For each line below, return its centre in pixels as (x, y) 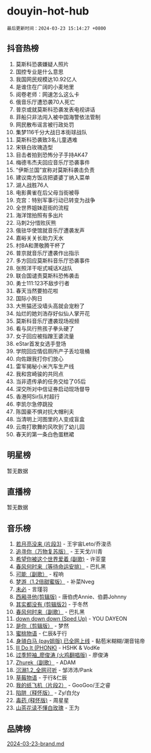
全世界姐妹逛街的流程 (42, 207)
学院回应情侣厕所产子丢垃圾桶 (53, 351)
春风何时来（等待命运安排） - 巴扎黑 (61, 567)
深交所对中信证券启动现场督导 (53, 389)
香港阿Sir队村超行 (37, 396)
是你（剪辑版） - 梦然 (42, 626)
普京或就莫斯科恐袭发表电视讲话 (55, 109)
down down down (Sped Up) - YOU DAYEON (71, 619)
